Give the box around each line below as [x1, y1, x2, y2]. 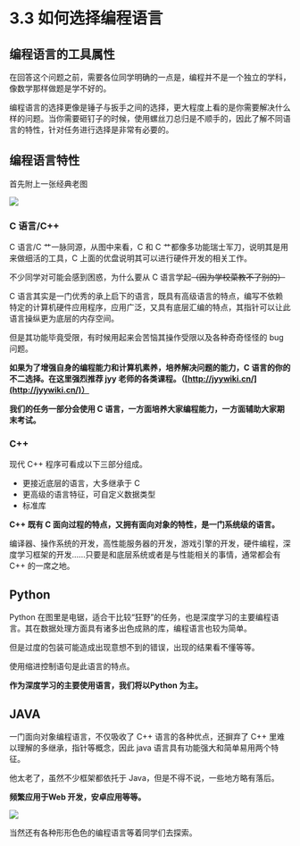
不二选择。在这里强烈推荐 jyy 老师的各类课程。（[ [9, 373, 188, 384]
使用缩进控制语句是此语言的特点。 [9, 661, 135, 672]
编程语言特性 [9, 153, 80, 168]
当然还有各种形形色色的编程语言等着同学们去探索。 [9, 827, 197, 838]
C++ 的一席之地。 [9, 560, 75, 572]
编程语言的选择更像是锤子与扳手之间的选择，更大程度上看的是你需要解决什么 [9, 102, 291, 113]
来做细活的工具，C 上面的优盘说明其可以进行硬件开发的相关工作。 [9, 253, 253, 264]
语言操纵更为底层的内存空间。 [9, 314, 119, 324]
